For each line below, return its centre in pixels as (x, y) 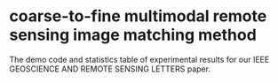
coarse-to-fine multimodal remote (138, 16)
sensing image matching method (133, 35)
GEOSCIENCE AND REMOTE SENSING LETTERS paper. (110, 69)
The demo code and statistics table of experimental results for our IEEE (139, 59)
